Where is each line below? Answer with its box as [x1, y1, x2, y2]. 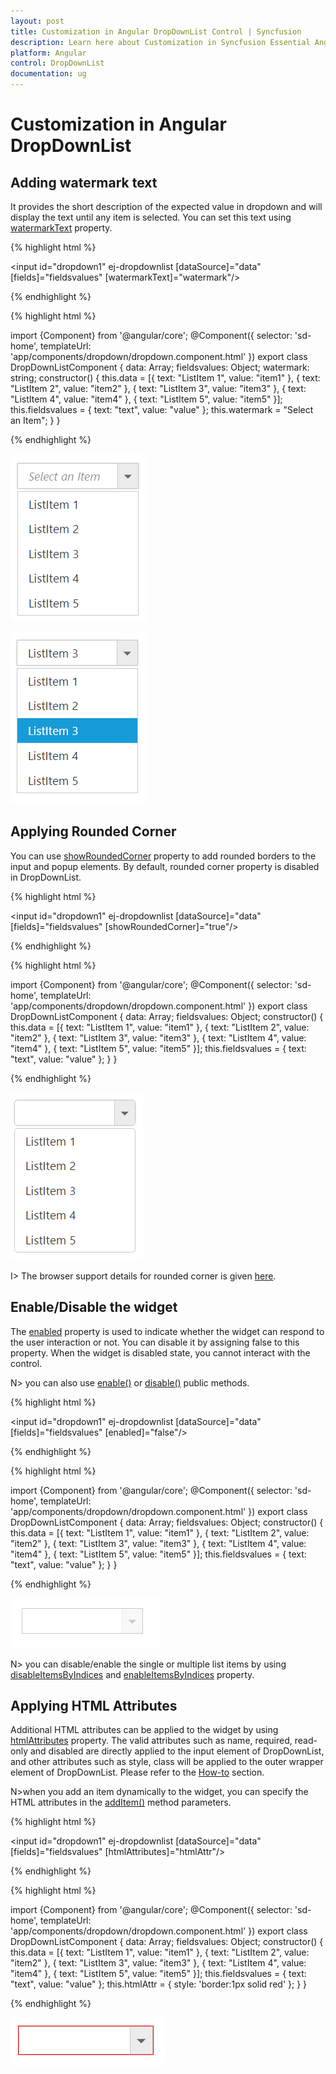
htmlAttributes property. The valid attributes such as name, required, [10, 1735, 293, 1747]
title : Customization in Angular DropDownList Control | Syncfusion [10, 26, 302, 37]
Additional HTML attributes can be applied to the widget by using [10, 1724, 279, 1736]
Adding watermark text [10, 174, 158, 191]
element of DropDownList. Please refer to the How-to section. [10, 1766, 265, 1779]
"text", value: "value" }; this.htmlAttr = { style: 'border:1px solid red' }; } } [10, 1978, 308, 1990]
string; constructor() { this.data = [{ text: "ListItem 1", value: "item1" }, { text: [10, 372, 321, 384]
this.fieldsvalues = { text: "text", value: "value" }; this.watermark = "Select [10, 404, 314, 415]
